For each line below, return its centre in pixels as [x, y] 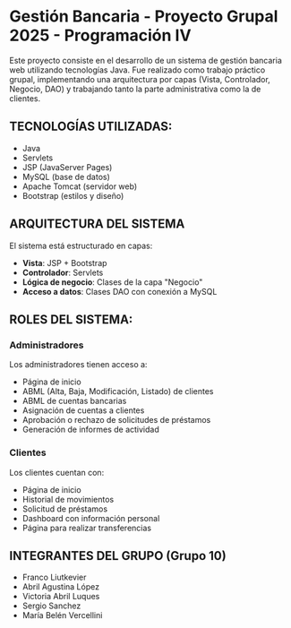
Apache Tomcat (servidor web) [79, 186]
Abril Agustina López [61, 587]
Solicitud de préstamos [65, 509]
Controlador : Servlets [63, 272]
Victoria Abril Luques [61, 597]
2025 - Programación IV [100, 35]
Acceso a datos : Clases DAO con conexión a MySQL [120, 291]
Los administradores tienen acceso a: [78, 365]
